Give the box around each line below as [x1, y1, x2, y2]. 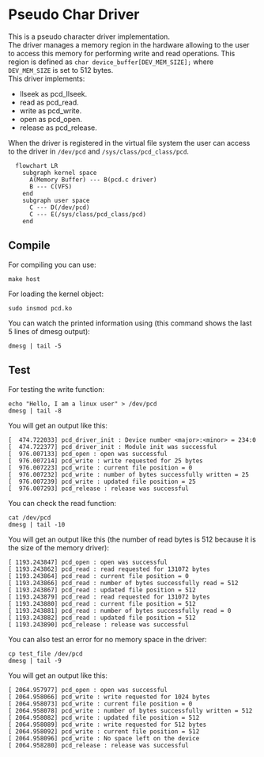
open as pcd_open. [19, 114, 83, 124]
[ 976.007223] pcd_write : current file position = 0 [8, 463, 193, 472]
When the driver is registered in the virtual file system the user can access [8, 138, 251, 147]
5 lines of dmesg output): [8, 326, 91, 336]
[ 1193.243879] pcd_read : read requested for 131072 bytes [8, 592, 211, 601]
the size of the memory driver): [8, 542, 109, 552]
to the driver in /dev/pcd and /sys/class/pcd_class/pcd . [8, 146, 190, 156]
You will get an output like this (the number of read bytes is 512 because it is [8, 534, 257, 544]
